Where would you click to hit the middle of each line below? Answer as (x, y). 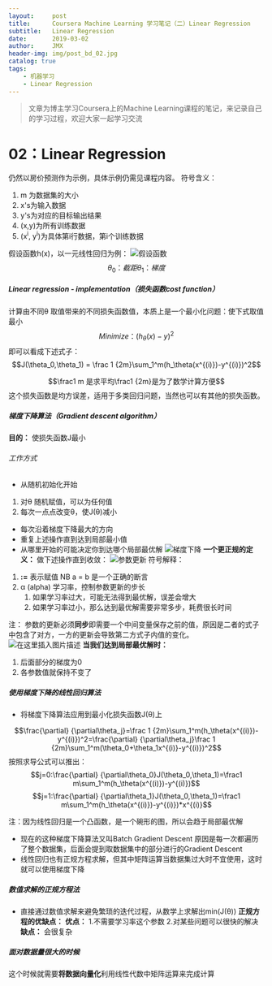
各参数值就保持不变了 (56, 672)
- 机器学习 (39, 76)
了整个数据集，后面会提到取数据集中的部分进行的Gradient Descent (131, 849)
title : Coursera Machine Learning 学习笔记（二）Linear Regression (130, 24)
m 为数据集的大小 (49, 195)
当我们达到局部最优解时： (125, 645)
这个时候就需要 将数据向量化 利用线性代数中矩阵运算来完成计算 (112, 974)
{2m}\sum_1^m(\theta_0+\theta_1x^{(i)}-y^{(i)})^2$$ (136, 748)
